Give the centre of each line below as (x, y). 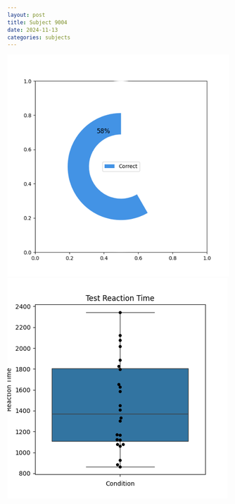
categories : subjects (39, 37)
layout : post (26, 15)
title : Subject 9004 (38, 22)
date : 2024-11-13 (33, 30)
